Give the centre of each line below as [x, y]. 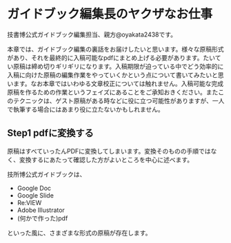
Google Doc [34, 188]
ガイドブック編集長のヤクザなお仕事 [110, 14]
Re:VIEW [29, 202]
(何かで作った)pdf [42, 218]
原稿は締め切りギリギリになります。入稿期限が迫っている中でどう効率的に [118, 66]
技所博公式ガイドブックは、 [47, 174]
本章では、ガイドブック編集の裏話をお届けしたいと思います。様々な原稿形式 [115, 49]
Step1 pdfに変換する [51, 133]
